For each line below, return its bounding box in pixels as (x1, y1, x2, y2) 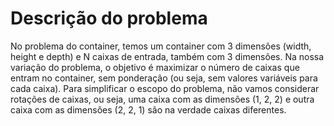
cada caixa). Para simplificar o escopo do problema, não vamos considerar (10, 82, 320, 94)
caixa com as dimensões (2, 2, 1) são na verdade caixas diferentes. (10, 103, 287, 116)
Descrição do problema (10, 7, 208, 30)
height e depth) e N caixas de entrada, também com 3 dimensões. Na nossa (10, 50, 325, 62)
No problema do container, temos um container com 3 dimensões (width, (10, 40, 312, 52)
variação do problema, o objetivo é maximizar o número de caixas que (10, 61, 300, 73)
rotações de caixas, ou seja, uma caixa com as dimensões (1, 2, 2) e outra (10, 93, 315, 105)
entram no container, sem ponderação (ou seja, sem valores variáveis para (10, 72, 318, 84)
